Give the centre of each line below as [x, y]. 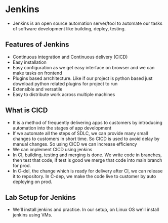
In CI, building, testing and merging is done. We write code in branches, [87, 155]
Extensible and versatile [37, 89]
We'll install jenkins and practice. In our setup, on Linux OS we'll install [86, 210]
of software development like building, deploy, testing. [69, 28]
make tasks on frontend [37, 73]
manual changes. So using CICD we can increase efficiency [75, 144]
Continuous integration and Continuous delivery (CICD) [70, 57]
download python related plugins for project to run [65, 83]
